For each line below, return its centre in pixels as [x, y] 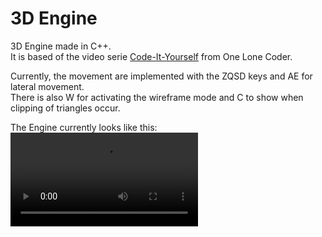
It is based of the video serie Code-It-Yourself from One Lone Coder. [151, 56]
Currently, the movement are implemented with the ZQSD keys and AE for [161, 76]
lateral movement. [47, 86]
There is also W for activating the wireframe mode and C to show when [157, 97]
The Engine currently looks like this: [84, 127]
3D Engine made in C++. [61, 46]
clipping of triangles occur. [65, 108]
